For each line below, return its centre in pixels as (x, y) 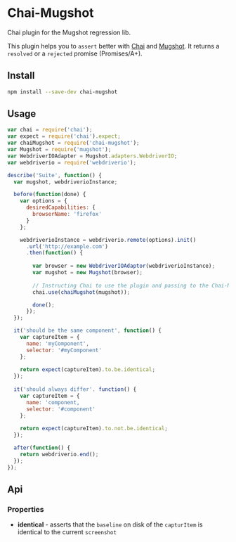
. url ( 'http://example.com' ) (67, 246)
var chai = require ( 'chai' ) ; (50, 130)
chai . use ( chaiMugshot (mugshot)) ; (81, 292)
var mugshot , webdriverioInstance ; (66, 182)
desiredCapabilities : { (61, 208)
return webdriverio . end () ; (59, 454)
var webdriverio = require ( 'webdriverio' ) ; (72, 162)
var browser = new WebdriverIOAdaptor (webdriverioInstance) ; (124, 266)
